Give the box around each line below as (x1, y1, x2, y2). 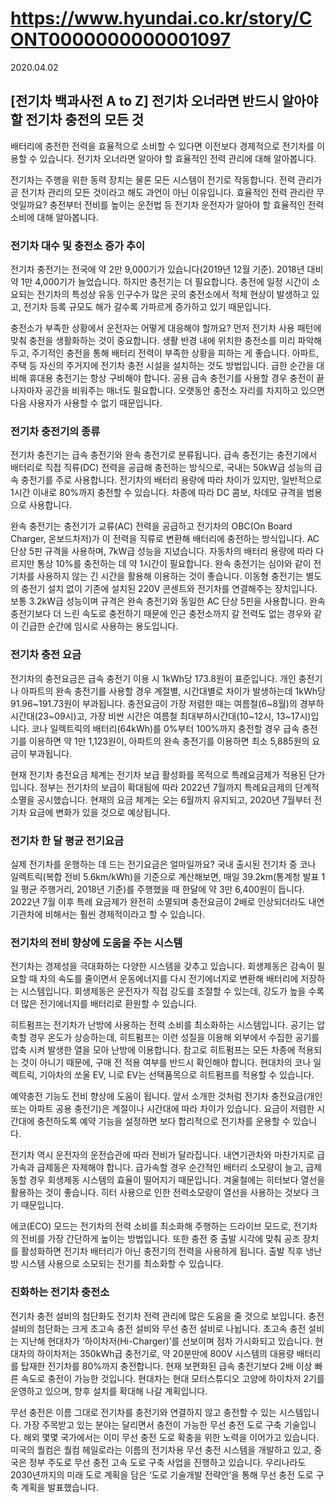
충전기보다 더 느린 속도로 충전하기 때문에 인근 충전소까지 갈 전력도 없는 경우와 (10, 608, 312, 620)
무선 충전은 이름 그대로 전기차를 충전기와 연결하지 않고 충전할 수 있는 (10, 1406, 277, 1418)
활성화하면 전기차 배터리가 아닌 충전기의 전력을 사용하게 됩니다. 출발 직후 (20, 1245, 304, 1257)
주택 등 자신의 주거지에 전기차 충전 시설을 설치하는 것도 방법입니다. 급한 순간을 (10, 360, 315, 372)
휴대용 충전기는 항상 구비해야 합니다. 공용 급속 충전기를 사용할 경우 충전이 (28, 372, 315, 384)
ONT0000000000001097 (10, 28, 232, 51)
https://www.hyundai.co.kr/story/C (10, 7, 313, 30)
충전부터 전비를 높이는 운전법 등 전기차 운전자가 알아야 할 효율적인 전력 (49, 198, 325, 211)
